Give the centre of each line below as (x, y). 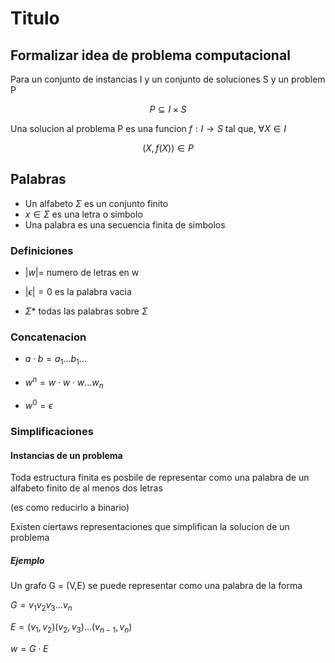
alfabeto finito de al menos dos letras (86, 488)
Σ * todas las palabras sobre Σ (86, 311)
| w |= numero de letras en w (82, 273)
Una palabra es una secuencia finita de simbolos (125, 224)
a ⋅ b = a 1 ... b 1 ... (55, 360)
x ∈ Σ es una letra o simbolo (83, 214)
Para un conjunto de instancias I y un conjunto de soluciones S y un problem (168, 79)
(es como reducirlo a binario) (70, 508)
